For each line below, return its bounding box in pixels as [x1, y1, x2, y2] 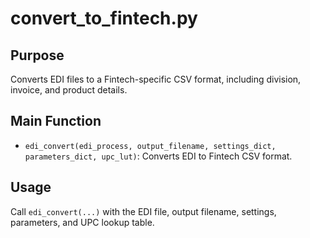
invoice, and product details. [10, 84, 128, 96]
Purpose [10, 47, 65, 64]
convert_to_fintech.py [10, 7, 198, 30]
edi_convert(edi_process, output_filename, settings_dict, [24, 141, 277, 151]
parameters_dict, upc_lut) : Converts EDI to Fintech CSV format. [24, 150, 293, 162]
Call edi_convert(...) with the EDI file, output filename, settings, [10, 205, 277, 217]
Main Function [10, 113, 102, 130]
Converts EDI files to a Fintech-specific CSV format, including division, [10, 73, 302, 85]
